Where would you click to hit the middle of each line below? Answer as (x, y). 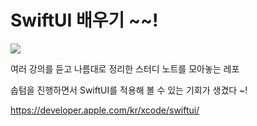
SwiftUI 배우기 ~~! (84, 20)
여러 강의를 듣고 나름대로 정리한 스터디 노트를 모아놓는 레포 (125, 68)
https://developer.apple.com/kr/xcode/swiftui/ (105, 110)
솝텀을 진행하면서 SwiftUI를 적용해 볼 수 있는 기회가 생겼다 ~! (129, 90)
